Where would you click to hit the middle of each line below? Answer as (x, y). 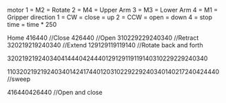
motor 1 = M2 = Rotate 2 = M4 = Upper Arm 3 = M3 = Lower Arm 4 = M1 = (113, 10)
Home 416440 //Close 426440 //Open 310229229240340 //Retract (103, 38)
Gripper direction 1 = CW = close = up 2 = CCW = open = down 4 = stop (110, 17)
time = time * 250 (32, 24)
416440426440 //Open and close (55, 92)
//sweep (19, 79)
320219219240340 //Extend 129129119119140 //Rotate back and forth (105, 45)
